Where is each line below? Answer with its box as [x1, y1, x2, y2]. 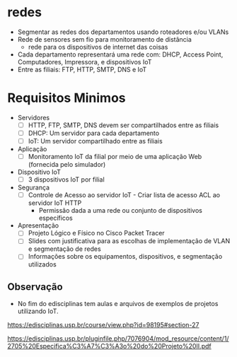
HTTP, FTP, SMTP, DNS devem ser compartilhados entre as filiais [28, 121, 219, 129]
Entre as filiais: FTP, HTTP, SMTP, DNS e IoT [17, 65, 147, 74]
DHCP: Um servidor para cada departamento [28, 129, 160, 137]
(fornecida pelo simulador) [28, 160, 106, 169]
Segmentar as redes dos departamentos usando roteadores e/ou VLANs [17, 28, 229, 36]
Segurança [17, 183, 50, 192]
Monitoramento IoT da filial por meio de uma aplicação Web [28, 153, 202, 161]
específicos [38, 213, 73, 223]
